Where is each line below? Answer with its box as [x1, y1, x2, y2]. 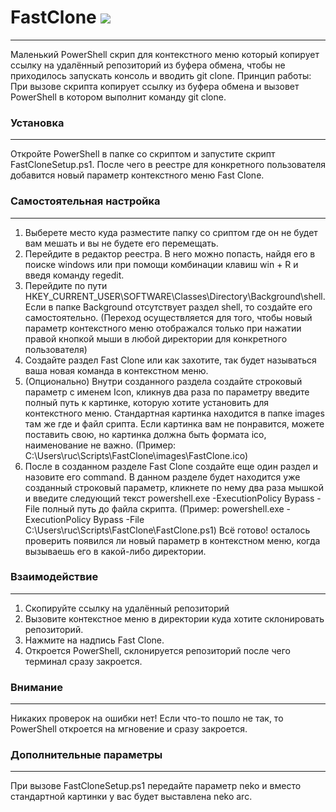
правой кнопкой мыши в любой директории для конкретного [24, 332, 288, 345]
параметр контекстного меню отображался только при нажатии [24, 322, 302, 334]
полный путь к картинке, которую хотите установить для [24, 396, 270, 408]
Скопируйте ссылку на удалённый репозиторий [24, 602, 230, 614]
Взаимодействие [10, 570, 99, 584]
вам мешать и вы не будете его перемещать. [24, 237, 219, 249]
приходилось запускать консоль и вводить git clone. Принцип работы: [10, 69, 312, 81]
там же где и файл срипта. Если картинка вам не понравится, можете [24, 417, 325, 430]
